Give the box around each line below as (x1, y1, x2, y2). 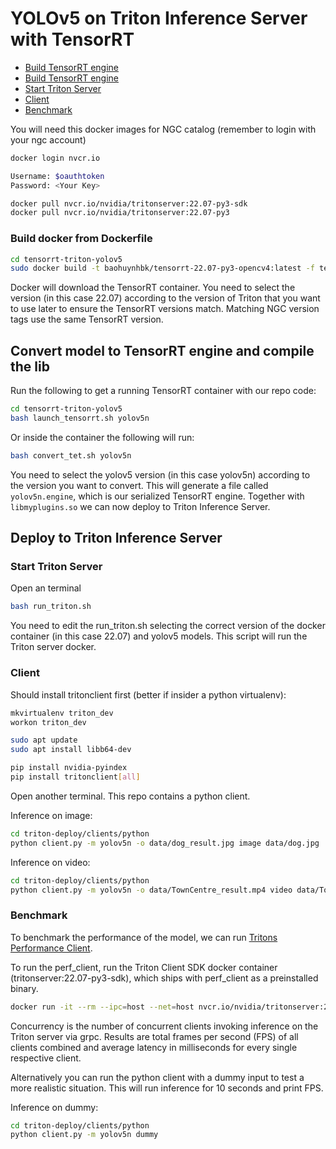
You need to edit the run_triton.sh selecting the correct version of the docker (10, 620, 326, 632)
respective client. (10, 1052, 82, 1064)
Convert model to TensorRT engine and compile (10, 342, 315, 359)
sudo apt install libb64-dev (10, 745, 132, 755)
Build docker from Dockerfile (10, 232, 153, 246)
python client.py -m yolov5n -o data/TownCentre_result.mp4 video (10, 885, 293, 895)
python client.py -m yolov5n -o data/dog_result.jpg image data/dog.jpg (10, 838, 320, 848)
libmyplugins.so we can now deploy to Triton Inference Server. (10, 500, 271, 512)
